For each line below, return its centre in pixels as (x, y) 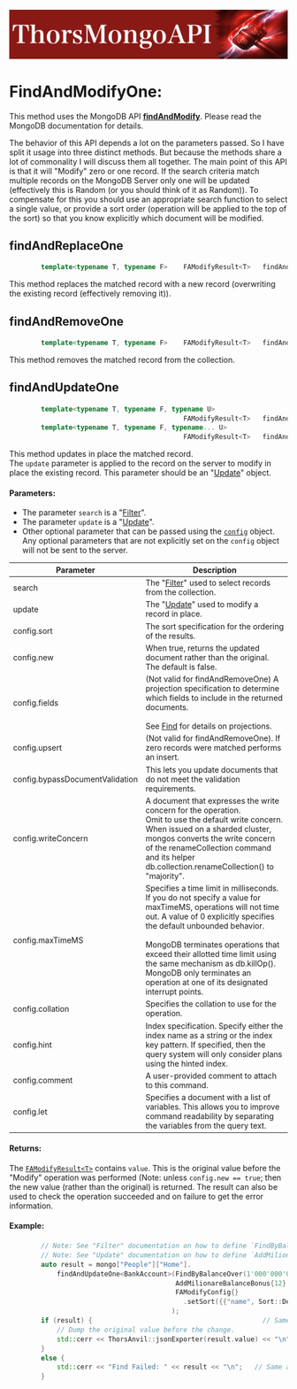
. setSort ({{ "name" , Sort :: (233, 1302)
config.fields (36, 702)
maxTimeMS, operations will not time (213, 907)
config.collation (41, 1008)
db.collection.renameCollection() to (209, 866)
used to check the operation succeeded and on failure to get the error (136, 1196)
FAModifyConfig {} (207, 1293)
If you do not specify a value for (203, 898)
